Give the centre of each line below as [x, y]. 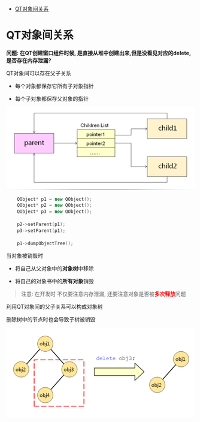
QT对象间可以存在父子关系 [39, 73]
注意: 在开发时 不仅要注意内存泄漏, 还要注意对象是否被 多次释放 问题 [103, 294]
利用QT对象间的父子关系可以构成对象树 [54, 306]
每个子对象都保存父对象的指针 [51, 98]
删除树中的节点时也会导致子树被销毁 [51, 319]
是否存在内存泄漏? [29, 60]
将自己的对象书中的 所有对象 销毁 [54, 281]
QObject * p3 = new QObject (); [55, 212]
